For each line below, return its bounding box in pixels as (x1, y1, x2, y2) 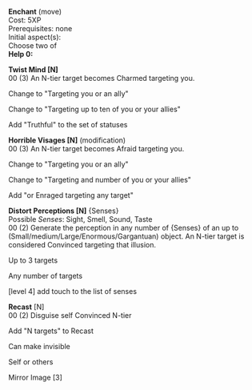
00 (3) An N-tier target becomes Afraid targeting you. (8, 144, 185, 153)
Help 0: (8, 50, 34, 58)
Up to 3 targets (8, 255, 58, 265)
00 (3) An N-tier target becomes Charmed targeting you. (8, 74, 195, 82)
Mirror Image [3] (8, 372, 62, 382)
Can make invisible (8, 342, 70, 351)
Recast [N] (8, 302, 45, 312)
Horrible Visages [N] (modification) (8, 135, 126, 145)
